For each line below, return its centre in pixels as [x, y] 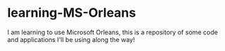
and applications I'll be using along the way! [71, 39]
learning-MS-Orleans [72, 13]
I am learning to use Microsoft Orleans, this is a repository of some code [112, 32]
